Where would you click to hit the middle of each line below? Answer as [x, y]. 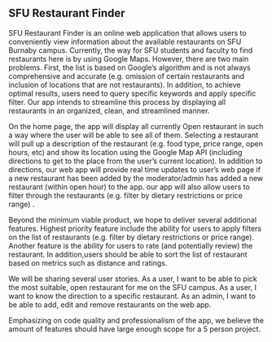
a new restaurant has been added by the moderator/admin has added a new [136, 178]
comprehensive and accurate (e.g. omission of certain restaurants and [127, 76]
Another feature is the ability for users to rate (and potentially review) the [131, 245]
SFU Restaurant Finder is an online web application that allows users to [127, 32]
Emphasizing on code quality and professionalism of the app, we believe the [136, 320]
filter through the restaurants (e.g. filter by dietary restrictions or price [125, 195]
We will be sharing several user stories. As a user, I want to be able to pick [133, 279]
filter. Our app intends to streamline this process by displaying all [117, 102]
